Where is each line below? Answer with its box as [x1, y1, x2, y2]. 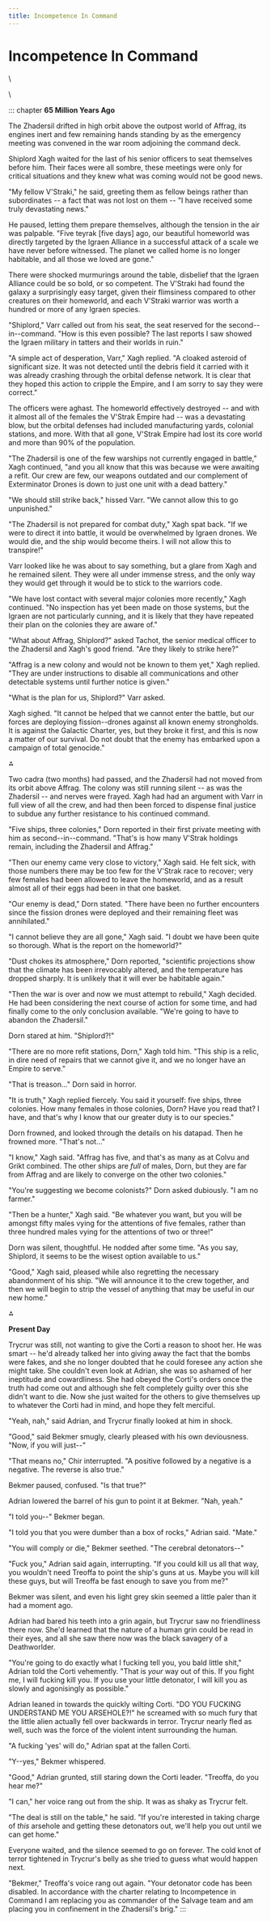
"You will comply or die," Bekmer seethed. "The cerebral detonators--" [8, 1542, 244, 1553]
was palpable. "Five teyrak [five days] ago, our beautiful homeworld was [8, 228, 251, 238]
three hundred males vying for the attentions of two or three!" [8, 1226, 214, 1237]
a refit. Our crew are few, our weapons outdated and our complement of [8, 470, 248, 480]
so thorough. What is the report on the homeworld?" [8, 940, 182, 950]
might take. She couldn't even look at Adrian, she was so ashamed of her [8, 1366, 252, 1375]
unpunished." [8, 504, 53, 513]
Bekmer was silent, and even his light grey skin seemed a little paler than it [8, 1591, 257, 1602]
